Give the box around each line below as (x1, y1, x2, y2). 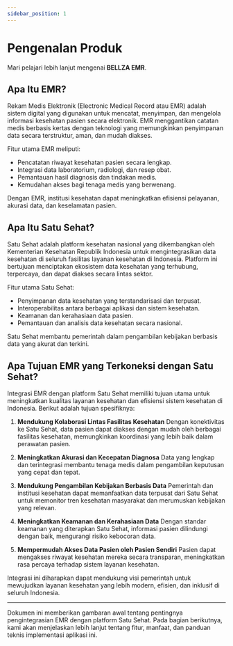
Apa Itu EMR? (7, 83, 67, 95)
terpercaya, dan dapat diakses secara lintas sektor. (7, 269, 153, 278)
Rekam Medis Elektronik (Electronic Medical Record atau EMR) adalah (7, 102, 207, 110)
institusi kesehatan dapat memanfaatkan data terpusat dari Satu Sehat (17, 489, 218, 497)
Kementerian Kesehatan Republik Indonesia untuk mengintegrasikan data (7, 248, 216, 256)
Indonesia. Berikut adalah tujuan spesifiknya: (7, 404, 135, 412)
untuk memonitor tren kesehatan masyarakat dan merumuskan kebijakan (17, 496, 225, 505)
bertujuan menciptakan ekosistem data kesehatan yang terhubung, (7, 262, 199, 271)
